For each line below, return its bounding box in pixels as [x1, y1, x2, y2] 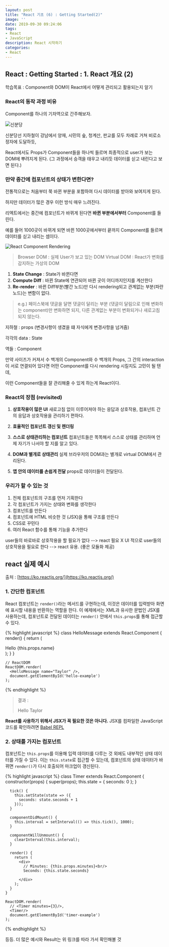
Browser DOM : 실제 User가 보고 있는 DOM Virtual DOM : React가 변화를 [17, 254, 164, 260]
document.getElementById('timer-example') [10, 913, 100, 918]
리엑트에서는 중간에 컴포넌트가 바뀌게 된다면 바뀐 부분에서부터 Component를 [5, 210, 156, 216]
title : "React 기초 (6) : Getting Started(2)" [5, 12, 103, 17]
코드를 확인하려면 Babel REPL [5, 724, 65, 730]
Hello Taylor [17, 707, 43, 713]
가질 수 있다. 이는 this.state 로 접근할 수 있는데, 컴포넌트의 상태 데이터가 [14, 756, 158, 763]
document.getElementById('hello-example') [10, 673, 100, 678]
